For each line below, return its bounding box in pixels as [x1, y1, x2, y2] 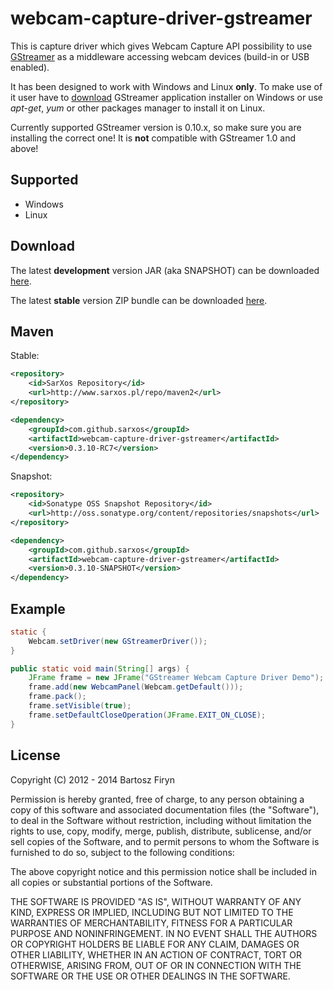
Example [10, 600, 66, 617]
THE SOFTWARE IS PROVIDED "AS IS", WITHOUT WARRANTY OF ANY [10, 895, 302, 907]
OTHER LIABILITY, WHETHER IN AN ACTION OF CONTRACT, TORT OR [10, 948, 302, 961]
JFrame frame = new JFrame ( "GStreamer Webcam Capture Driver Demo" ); [28, 673, 325, 683]
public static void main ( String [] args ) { [10, 663, 190, 674]
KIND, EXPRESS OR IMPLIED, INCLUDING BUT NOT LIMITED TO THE [10, 906, 294, 918]
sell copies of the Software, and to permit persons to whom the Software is [10, 835, 320, 847]
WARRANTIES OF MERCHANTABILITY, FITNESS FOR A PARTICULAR [10, 917, 293, 929]
